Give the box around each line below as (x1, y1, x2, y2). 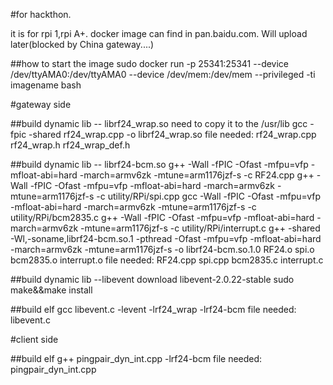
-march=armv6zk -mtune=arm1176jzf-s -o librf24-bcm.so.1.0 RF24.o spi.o (10, 244, 315, 255)
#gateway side (10, 99, 72, 110)
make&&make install (10, 284, 93, 296)
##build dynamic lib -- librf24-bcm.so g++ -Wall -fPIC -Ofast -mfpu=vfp (10, 159, 309, 170)
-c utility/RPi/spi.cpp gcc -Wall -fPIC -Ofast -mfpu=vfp (96, 190, 322, 202)
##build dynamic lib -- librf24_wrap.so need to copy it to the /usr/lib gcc (10, 118, 308, 129)
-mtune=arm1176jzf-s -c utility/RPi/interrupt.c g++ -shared (80, 222, 321, 234)
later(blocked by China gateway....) (10, 39, 155, 50)
